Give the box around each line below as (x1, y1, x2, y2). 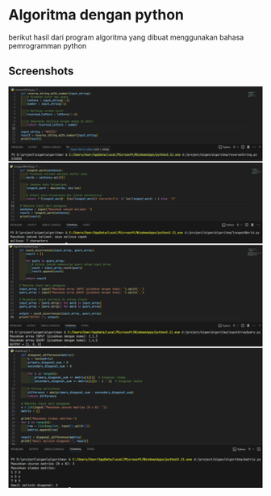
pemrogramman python (8, 40, 87, 50)
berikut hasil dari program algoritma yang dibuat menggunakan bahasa (8, 32, 244, 42)
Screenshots (8, 65, 74, 78)
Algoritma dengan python (8, 6, 184, 24)
